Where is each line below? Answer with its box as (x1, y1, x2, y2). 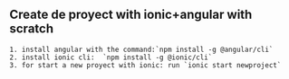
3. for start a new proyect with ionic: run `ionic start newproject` (9, 60, 282, 70)
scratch (9, 22, 54, 37)
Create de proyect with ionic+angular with (9, 7, 253, 22)
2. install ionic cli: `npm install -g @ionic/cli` (9, 53, 213, 62)
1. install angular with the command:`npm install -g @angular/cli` (9, 45, 274, 54)
